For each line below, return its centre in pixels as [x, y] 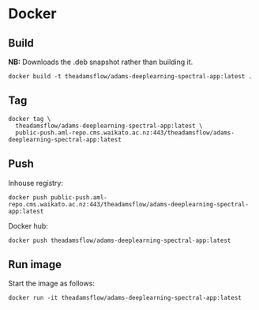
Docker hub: [28, 225]
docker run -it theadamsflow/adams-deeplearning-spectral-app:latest [125, 298]
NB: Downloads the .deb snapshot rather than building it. [101, 62]
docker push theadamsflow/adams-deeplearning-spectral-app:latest [120, 240]
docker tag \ [30, 119]
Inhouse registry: [36, 183]
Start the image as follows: [51, 284]
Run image [35, 265]
